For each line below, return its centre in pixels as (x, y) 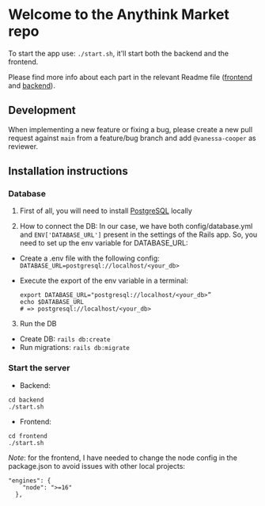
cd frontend (28, 436)
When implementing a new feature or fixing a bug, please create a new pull (131, 129)
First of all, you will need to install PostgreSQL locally (106, 211)
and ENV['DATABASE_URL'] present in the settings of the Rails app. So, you (138, 234)
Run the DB (38, 324)
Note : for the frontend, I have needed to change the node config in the (123, 458)
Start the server (39, 368)
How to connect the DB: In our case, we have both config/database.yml (136, 226)
